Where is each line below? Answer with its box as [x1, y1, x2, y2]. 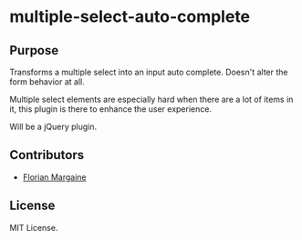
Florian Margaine [22, 171, 87, 183]
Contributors [9, 147, 85, 163]
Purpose [9, 43, 59, 58]
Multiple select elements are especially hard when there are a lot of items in [9, 94, 294, 105]
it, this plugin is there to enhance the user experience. [9, 104, 213, 115]
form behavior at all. [9, 76, 85, 87]
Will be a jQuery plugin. [9, 121, 98, 132]
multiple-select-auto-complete [9, 6, 251, 27]
